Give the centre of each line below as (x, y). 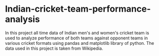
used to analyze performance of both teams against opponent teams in (76, 38)
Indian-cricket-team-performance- (78, 9)
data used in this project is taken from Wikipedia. (54, 48)
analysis (22, 19)
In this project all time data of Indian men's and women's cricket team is (77, 33)
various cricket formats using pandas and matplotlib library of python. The (80, 43)
